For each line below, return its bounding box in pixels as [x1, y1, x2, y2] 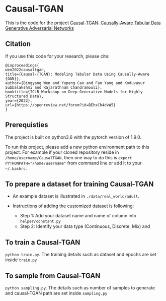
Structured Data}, [5, 94, 44, 99]
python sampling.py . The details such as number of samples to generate [5, 285, 155, 290]
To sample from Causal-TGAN [5, 271, 101, 280]
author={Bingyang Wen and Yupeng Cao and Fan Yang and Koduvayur [5, 80, 145, 86]
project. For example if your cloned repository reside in [5, 149, 119, 155]
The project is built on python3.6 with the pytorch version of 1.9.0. [5, 134, 142, 140]
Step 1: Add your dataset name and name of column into [20, 213, 137, 219]
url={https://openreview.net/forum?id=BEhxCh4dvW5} [5, 102, 116, 107]
